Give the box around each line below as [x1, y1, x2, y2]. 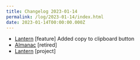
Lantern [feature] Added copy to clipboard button [14, 36, 135, 43]
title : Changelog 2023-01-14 [6, 8, 78, 15]
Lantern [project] [14, 48, 56, 55]
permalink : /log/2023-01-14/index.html [6, 14, 104, 20]
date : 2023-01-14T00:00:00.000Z [6, 19, 85, 25]
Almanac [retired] [14, 41, 58, 48]
